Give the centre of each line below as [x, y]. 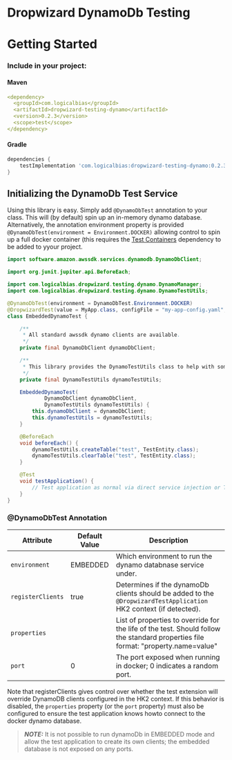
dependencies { [29, 159]
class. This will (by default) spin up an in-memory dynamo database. [105, 217]
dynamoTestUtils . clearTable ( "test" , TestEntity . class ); [114, 456]
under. [126, 573]
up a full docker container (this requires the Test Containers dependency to [114, 240]
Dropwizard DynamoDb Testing [99, 13]
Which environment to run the [164, 556]
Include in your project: [47, 66]
